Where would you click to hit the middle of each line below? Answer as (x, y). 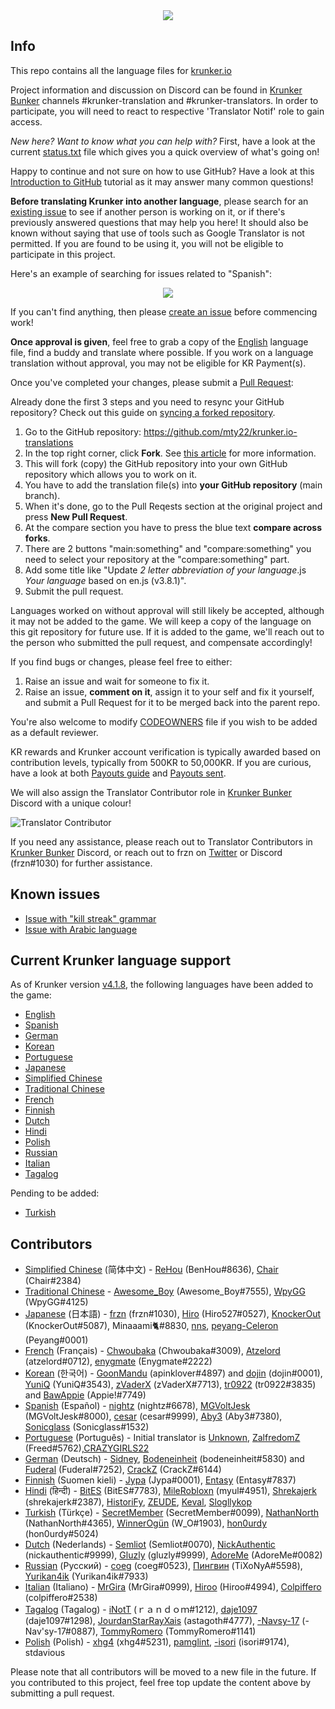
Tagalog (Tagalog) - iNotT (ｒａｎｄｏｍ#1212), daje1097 (141, 1610)
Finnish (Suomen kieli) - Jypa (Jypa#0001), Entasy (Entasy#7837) (160, 1480)
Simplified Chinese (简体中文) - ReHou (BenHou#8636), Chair (151, 1270)
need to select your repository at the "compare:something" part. (157, 559)
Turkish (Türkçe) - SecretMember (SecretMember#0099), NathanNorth (172, 1513)
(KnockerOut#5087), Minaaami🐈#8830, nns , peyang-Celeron (151, 1326)
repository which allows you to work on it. (111, 474)
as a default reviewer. (54, 732)
